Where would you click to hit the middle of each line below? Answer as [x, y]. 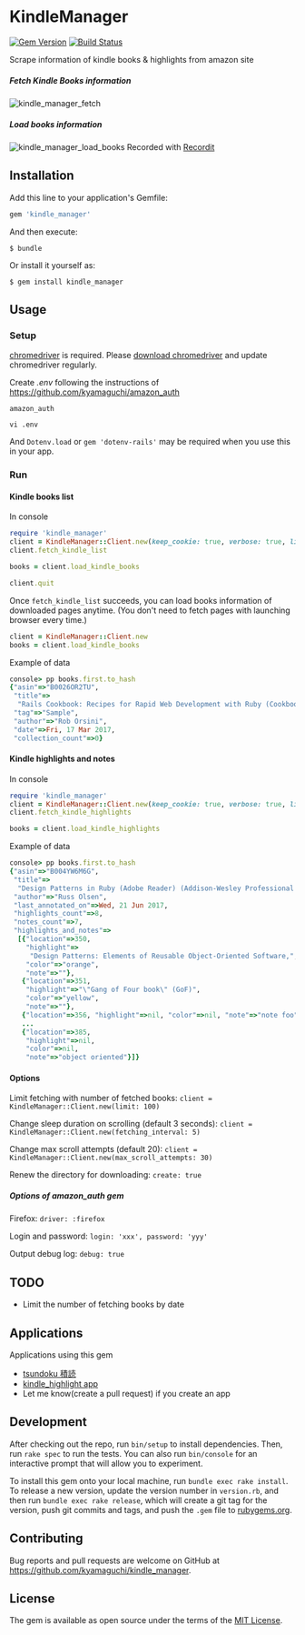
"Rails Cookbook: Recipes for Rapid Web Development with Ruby [139, 705]
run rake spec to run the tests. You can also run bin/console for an [133, 1453]
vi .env [24, 425]
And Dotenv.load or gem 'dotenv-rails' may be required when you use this [150, 442]
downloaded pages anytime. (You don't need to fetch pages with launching [150, 610]
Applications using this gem [61, 1355]
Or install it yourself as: [52, 265]
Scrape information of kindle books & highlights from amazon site [132, 59]
